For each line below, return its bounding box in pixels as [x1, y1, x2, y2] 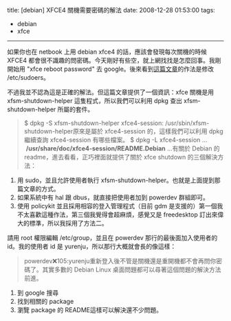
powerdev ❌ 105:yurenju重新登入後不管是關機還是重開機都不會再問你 [23, 257, 217, 265]
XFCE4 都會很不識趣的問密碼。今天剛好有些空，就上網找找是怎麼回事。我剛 [7, 56, 221, 64]
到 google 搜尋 [16, 289, 59, 297]
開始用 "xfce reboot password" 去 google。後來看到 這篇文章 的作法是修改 [7, 65, 214, 73]
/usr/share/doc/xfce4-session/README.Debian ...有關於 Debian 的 [25, 144, 220, 153]
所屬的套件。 [57, 105, 94, 113]
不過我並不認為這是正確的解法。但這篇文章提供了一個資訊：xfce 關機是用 [7, 88, 214, 96]
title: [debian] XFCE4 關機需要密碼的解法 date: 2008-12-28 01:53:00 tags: [7, 6, 215, 14]
